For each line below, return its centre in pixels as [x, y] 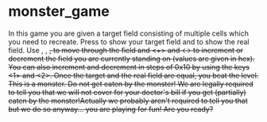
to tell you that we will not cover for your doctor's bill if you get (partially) [127, 92]
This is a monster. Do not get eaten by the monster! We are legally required [131, 84]
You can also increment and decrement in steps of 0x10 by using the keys [129, 67]
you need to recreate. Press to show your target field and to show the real [129, 41]
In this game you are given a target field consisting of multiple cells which [128, 33]
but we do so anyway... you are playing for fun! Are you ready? [111, 109]
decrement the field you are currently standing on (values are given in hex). [132, 59]
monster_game [59, 11]
